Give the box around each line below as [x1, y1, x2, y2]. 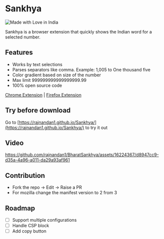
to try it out [85, 124, 108, 131]
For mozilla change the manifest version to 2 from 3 [12, 190, 117, 196]
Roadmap [5, 204, 35, 212]
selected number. [5, 34, 41, 40]
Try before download [5, 106, 71, 115]
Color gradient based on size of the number [12, 72, 101, 78]
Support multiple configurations [12, 217, 77, 223]
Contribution [5, 171, 45, 180]
